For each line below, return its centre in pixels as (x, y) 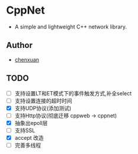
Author (19, 45)
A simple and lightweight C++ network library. (71, 27)
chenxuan (27, 59)
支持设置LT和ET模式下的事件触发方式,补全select (73, 93)
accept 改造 (29, 137)
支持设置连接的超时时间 (43, 101)
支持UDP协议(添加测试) (43, 108)
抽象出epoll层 (31, 123)
